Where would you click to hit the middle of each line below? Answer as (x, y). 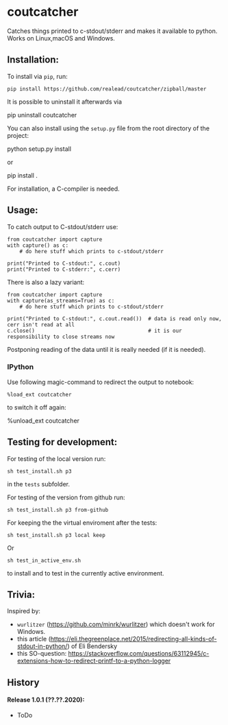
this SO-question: (42, 654)
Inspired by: (24, 611)
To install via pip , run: (37, 76)
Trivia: (21, 595)
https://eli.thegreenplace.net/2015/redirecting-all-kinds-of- (134, 639)
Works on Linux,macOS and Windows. (61, 38)
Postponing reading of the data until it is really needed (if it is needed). (106, 349)
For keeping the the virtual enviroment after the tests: (82, 523)
